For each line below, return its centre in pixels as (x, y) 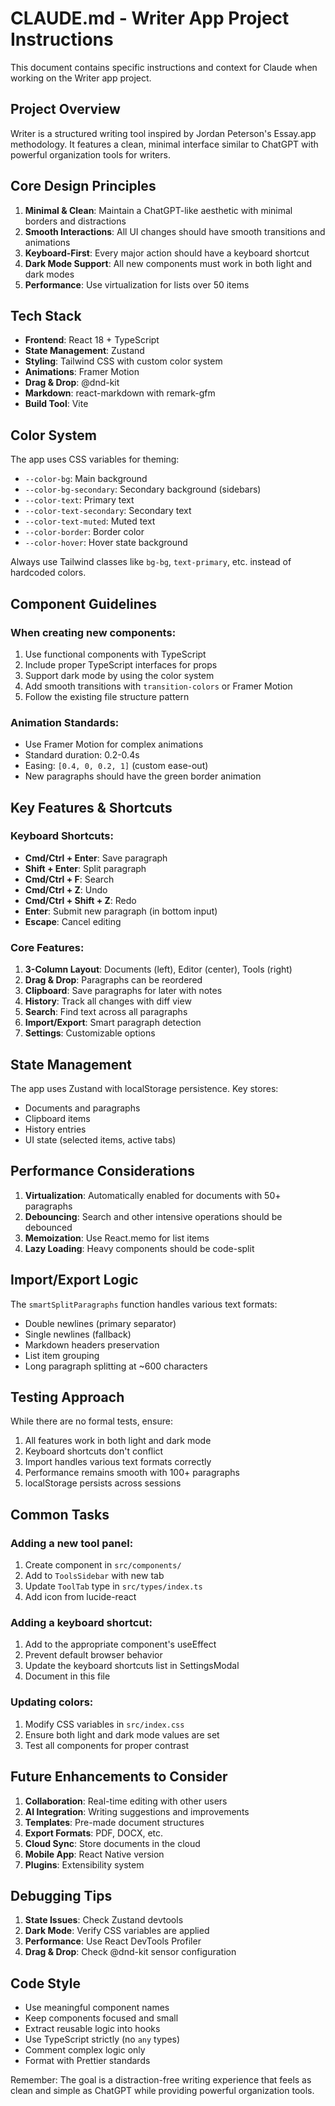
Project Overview (65, 109)
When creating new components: (93, 632)
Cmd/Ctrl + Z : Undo (66, 889)
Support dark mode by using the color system (119, 675)
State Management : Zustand (84, 351)
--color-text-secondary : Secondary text (108, 511)
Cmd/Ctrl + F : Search (69, 879)
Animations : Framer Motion (82, 372)
